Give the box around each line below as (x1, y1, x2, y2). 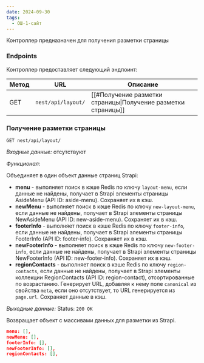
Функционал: (6, 160, 41, 167)
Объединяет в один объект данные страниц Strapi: (6, 171, 138, 179)
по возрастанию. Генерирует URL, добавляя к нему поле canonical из (15, 280, 197, 287)
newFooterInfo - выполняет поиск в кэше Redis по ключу (15, 241, 164, 249)
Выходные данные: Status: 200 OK (6, 305, 93, 312)
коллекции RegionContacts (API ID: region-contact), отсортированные (15, 274, 195, 281)
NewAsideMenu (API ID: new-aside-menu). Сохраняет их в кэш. (15, 215, 178, 223)
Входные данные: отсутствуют (6, 148, 86, 155)
